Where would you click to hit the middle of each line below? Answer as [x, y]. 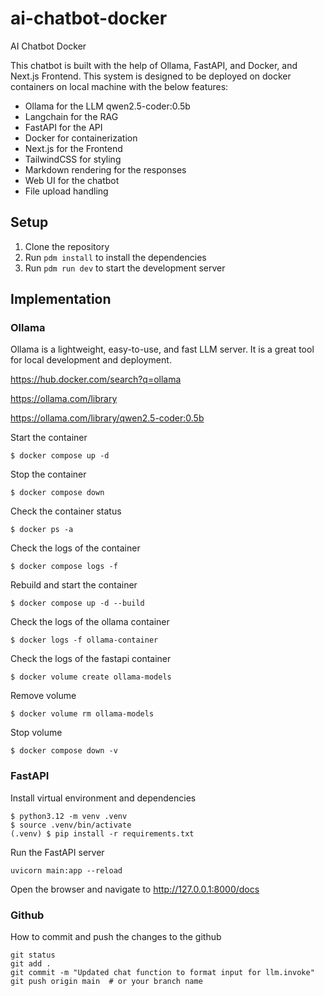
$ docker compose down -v [64, 751]
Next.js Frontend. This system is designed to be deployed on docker [151, 76]
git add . [31, 964]
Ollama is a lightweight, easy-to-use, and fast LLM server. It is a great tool [162, 349]
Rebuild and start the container [74, 585]
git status [33, 955]
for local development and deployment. [91, 360]
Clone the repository [67, 246]
